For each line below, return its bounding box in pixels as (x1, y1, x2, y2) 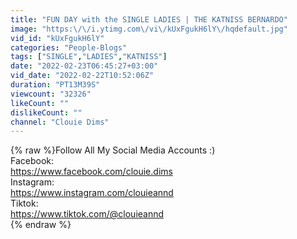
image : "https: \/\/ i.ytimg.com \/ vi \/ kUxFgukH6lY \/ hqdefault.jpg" (10, 24, 288, 34)
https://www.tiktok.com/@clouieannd (10, 208, 165, 220)
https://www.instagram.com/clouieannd (10, 187, 174, 199)
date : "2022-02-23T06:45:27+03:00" (10, 61, 159, 71)
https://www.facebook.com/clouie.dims (10, 166, 173, 178)
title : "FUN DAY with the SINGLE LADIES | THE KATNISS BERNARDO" (10, 14, 288, 25)
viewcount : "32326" (10, 89, 92, 99)
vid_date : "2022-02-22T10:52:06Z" (10, 71, 155, 81)
